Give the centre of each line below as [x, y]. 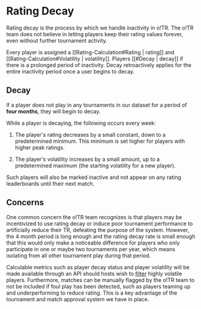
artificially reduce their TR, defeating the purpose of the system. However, [98, 229]
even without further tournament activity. [57, 40]
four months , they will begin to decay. [53, 111]
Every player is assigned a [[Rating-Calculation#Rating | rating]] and [90, 52]
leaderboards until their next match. [50, 183]
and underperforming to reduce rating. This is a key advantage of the [92, 293]
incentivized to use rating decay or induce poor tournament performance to [100, 223]
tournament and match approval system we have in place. [78, 299]
